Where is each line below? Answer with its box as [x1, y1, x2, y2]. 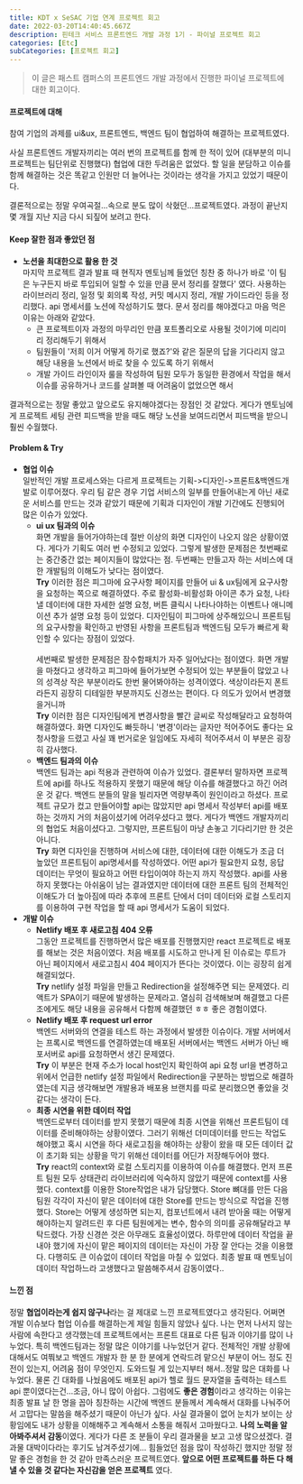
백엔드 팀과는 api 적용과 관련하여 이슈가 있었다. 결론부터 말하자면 [35, 766, 264, 777]
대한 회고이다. [31, 84, 81, 95]
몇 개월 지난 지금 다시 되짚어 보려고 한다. [9, 211, 151, 222]
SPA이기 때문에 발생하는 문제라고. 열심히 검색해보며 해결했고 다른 [60, 991, 290, 1002]
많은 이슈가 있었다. [22, 509, 88, 520]
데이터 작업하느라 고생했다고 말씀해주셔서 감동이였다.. [35, 1262, 225, 1273]
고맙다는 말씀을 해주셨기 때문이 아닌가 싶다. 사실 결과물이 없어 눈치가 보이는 [18, 1408, 284, 1419]
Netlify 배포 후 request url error [35, 1014, 153, 1025]
